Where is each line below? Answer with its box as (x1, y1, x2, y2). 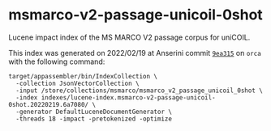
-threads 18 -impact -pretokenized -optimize (15, 115, 173, 123)
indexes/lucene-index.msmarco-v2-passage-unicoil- (41, 93, 217, 102)
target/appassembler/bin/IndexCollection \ (8, 72, 158, 80)
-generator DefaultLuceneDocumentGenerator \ (15, 108, 173, 116)
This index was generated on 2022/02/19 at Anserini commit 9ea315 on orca (8, 48, 261, 57)
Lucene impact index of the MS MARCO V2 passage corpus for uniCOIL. (8, 32, 251, 42)
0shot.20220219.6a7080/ (8, 100, 89, 108)
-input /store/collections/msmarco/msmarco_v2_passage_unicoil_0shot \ (15, 87, 264, 95)
